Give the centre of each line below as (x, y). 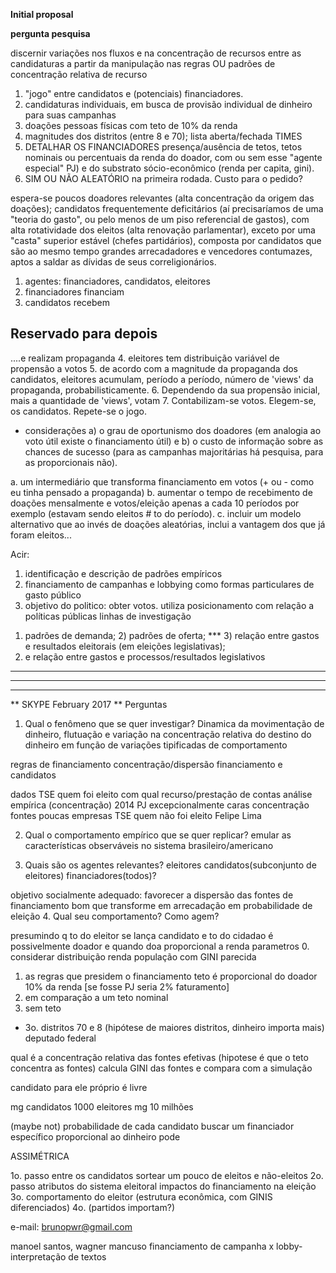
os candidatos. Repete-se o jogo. (78, 411)
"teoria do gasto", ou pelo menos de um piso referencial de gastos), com (160, 219)
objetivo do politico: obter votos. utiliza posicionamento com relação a (169, 605)
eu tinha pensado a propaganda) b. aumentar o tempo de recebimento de (161, 492)
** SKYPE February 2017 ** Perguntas (89, 704)
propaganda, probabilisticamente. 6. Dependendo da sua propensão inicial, (165, 390)
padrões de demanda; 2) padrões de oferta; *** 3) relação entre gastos (172, 635)
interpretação (38, 1256)
